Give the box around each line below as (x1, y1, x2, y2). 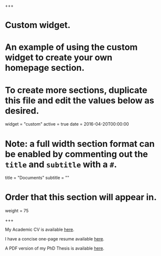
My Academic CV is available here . (5, 226, 74, 233)
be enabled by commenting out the (5, 148, 148, 160)
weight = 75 (5, 208, 29, 214)
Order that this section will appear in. (5, 192, 157, 203)
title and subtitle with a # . (5, 159, 117, 170)
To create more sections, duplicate (5, 84, 147, 96)
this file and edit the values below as (5, 95, 155, 106)
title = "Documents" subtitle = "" (5, 175, 70, 181)
